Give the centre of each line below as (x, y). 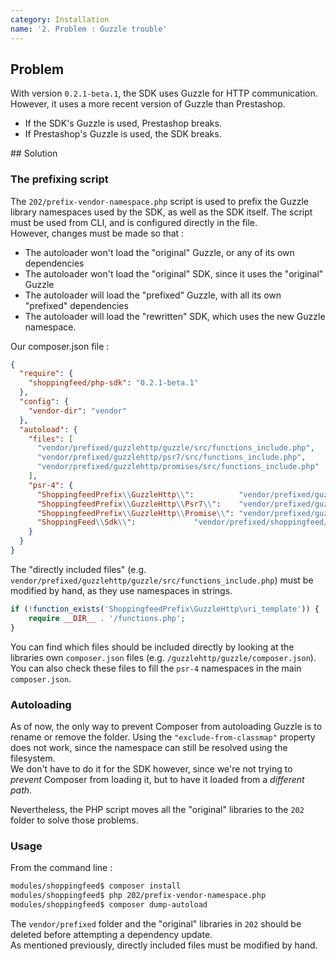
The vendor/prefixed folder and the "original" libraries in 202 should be (156, 923)
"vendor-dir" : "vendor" (78, 411)
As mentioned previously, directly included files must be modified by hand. (164, 945)
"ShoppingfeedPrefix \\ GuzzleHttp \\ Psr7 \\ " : (129, 504)
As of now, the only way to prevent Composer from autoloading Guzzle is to (166, 726)
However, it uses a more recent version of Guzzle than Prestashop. (148, 104)
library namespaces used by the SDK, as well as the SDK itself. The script (161, 212)
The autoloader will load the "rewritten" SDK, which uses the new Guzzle (175, 316)
